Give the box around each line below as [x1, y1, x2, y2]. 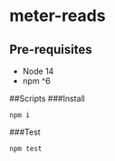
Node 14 [22, 65, 54, 76]
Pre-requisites [9, 42, 92, 57]
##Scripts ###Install [9, 93, 86, 104]
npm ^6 [22, 75, 52, 86]
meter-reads [9, 5, 106, 26]
